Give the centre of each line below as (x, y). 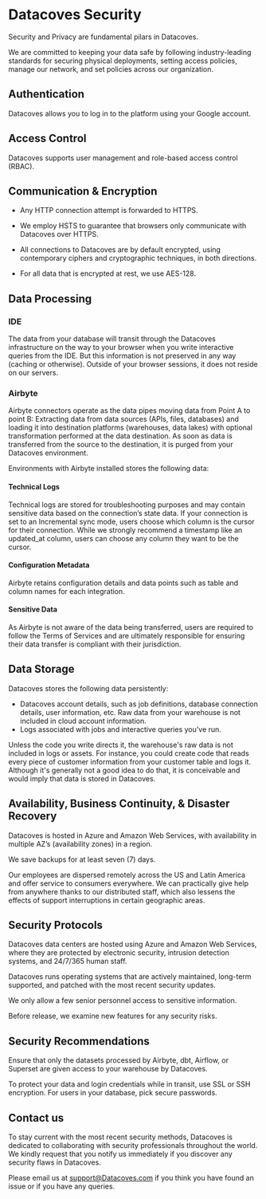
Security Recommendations (79, 1041)
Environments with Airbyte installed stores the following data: (109, 469)
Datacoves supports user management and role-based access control (123, 158)
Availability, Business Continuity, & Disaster (119, 804)
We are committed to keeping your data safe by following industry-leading (130, 52)
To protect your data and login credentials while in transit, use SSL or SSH (129, 1084)
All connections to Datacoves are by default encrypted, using (120, 250)
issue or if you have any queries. (62, 1186)
